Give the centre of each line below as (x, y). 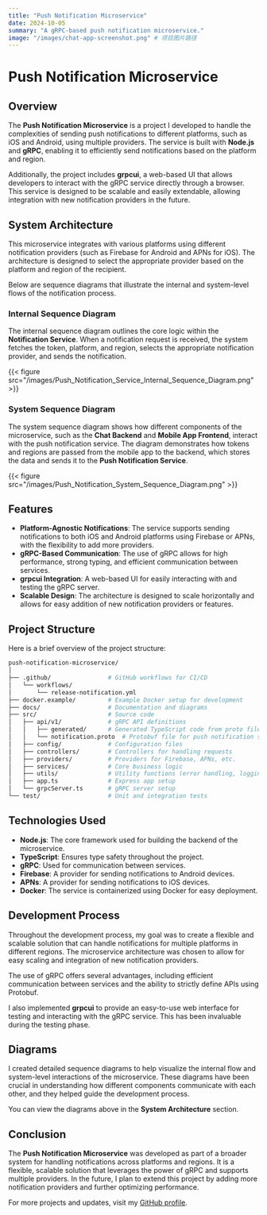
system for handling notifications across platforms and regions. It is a (121, 1162)
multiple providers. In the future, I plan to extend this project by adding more (133, 1179)
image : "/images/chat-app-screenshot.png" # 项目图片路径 (103, 38)
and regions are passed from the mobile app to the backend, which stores (129, 452)
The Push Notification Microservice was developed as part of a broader (128, 1154)
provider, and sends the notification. (68, 356)
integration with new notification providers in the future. (99, 200)
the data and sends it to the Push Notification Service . (98, 460)
